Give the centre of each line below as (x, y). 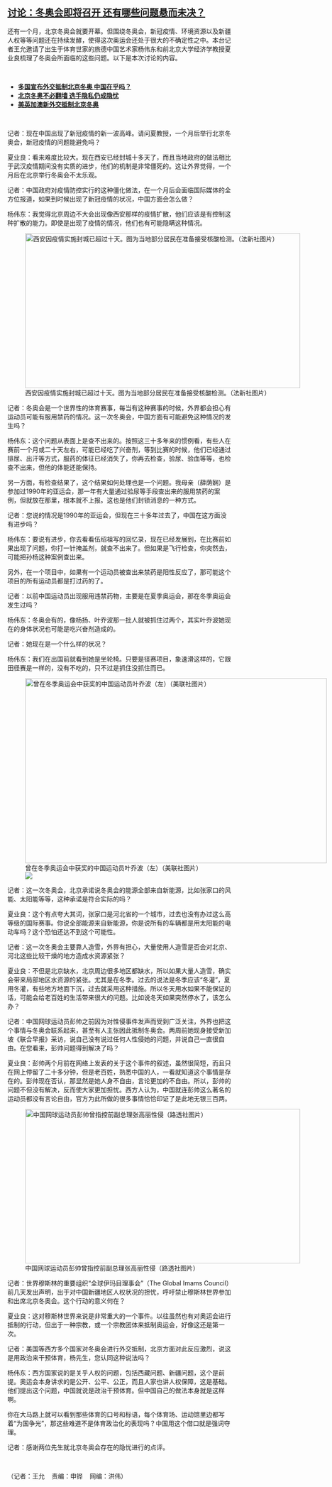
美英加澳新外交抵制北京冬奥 (58, 104)
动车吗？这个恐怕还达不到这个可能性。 (63, 931)
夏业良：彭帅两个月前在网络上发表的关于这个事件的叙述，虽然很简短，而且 (116, 1063)
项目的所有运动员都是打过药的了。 (57, 581)
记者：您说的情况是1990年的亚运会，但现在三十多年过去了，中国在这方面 (114, 515)
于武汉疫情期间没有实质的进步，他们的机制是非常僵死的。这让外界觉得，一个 (119, 166)
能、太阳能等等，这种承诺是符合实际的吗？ (70, 899)
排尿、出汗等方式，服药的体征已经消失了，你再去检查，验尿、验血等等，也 (116, 458)
